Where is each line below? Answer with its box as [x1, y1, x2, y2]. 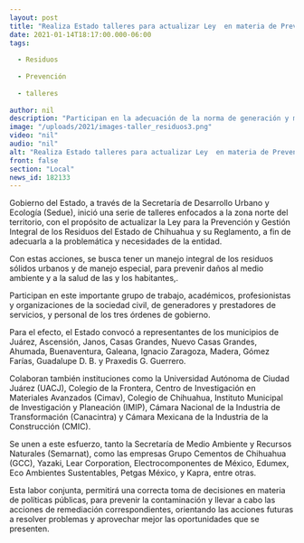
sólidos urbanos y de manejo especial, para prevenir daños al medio [9, 263, 264, 274]
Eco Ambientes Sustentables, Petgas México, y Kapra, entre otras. [9, 467, 257, 479]
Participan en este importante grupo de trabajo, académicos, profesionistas [9, 290, 291, 301]
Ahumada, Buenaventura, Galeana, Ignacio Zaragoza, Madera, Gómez [9, 346, 270, 357]
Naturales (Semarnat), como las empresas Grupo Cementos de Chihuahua [9, 448, 287, 459]
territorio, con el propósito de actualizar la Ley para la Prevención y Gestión [9, 217, 291, 228]
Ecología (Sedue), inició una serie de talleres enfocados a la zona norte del [9, 207, 289, 218]
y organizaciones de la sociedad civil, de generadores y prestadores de [9, 300, 276, 311]
